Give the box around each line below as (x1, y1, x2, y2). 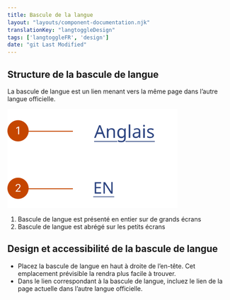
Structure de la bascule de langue (7, 68, 159, 81)
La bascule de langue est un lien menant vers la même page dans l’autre (7, 87, 218, 96)
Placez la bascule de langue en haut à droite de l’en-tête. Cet (17, 262, 196, 270)
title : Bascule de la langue (7, 11, 93, 18)
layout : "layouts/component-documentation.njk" (7, 18, 151, 26)
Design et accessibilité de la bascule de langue (7, 243, 218, 255)
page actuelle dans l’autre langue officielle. (17, 284, 143, 293)
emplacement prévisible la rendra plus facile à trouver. (17, 269, 176, 277)
